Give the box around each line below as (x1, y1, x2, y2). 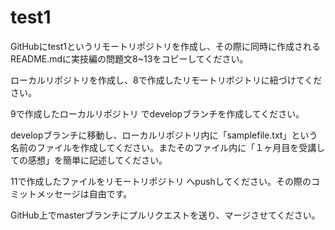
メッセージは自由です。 (36, 187, 133, 200)
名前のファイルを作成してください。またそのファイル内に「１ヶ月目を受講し (10, 141, 326, 153)
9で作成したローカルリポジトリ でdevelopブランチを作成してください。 (10, 107, 305, 120)
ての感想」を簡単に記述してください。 (10, 154, 168, 166)
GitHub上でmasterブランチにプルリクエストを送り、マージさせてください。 (10, 209, 321, 221)
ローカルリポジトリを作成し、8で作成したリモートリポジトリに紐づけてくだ (10, 74, 323, 86)
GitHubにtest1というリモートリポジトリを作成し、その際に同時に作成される (10, 40, 321, 52)
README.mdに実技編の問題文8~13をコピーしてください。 (10, 52, 249, 65)
